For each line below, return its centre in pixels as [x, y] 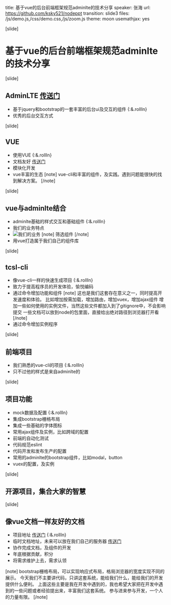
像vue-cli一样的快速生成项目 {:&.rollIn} [53, 280]
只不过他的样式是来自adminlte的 [46, 372]
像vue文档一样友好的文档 [45, 522]
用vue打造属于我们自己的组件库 [46, 241]
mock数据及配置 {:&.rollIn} [40, 413]
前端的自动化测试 [31, 438]
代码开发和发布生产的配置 [40, 451]
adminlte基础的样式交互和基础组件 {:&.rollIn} [59, 222]
